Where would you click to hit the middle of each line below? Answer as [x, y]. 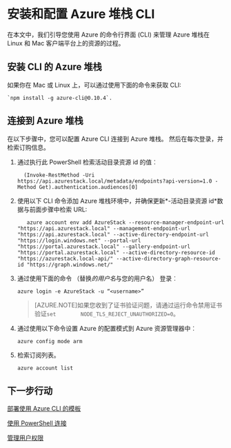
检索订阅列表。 [38, 355]
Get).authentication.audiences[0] [88, 187]
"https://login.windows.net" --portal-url [79, 241]
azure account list [45, 368]
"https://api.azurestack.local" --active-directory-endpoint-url [113, 234]
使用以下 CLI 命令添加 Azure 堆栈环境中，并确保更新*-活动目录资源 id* [117, 201]
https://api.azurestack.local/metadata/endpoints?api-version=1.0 [114, 181]
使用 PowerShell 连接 [37, 423]
